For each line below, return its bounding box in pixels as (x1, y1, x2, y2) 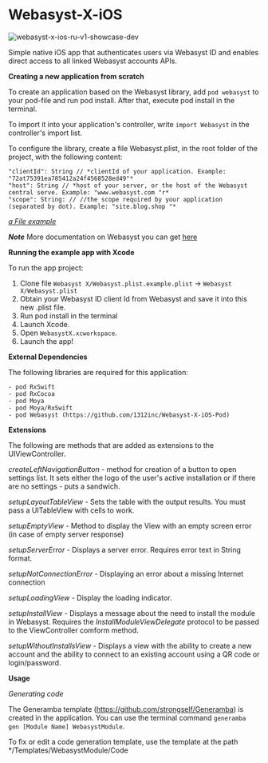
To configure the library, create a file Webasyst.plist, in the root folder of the (8, 143, 258, 153)
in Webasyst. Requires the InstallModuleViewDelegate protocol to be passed (8, 617, 259, 626)
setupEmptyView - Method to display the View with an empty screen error (8, 521, 252, 530)
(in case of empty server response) (8, 529, 124, 539)
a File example (8, 216, 57, 226)
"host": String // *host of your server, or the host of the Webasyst (8, 182, 248, 190)
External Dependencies (8, 352, 88, 362)
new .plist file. (19, 302, 66, 312)
